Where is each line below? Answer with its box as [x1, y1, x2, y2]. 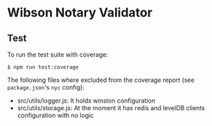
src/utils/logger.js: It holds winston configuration [17, 96, 156, 105]
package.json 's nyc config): [7, 83, 85, 91]
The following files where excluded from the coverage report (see [7, 76, 195, 84]
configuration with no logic [17, 112, 94, 119]
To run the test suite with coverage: [7, 50, 109, 59]
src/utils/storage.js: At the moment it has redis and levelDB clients [17, 104, 206, 112]
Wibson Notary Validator [7, 5, 152, 21]
